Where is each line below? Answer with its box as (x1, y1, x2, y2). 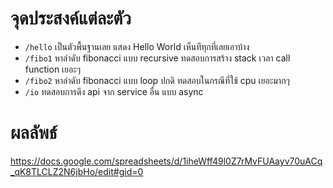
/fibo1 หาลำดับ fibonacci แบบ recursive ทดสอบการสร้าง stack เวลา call (24, 52, 291, 64)
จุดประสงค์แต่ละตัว (10, 7, 132, 30)
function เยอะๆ (24, 63, 82, 75)
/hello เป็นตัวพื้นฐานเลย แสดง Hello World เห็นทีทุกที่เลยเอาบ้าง (24, 40, 250, 52)
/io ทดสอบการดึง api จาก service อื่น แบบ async (24, 85, 204, 97)
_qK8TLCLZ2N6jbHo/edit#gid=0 (10, 165, 144, 177)
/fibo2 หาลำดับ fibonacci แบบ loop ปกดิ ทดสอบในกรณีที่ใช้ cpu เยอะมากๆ (24, 74, 290, 86)
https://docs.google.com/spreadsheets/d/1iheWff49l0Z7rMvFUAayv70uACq (10, 155, 323, 167)
